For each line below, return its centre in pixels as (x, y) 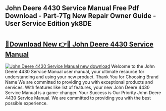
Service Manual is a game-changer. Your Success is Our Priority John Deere (83, 93)
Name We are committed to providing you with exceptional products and (79, 82)
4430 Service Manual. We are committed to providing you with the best (78, 98)
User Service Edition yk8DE (48, 24)
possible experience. (27, 103)
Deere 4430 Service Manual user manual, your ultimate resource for (75, 72)
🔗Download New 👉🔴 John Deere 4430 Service (79, 44)
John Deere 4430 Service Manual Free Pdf (72, 8)
